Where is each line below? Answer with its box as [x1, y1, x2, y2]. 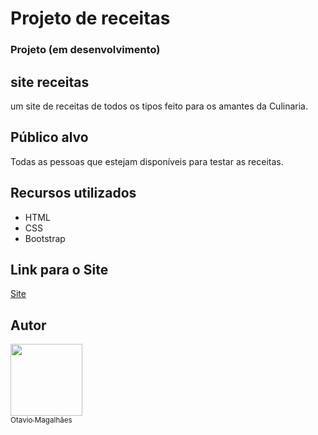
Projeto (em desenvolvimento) [10, 43, 161, 57]
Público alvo [10, 129, 89, 146]
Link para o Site [10, 261, 109, 278]
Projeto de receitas [10, 7, 171, 30]
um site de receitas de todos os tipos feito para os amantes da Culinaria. [10, 100, 308, 112]
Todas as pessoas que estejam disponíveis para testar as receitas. [10, 155, 284, 167]
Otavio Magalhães [10, 415, 73, 426]
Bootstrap [24, 232, 66, 244]
